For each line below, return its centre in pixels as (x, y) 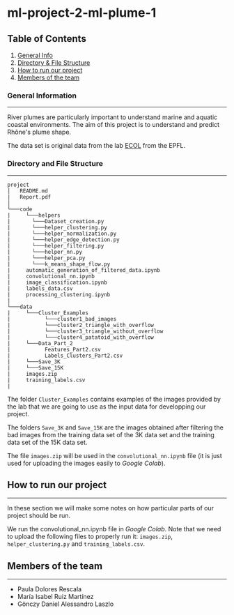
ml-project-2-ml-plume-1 (82, 13)
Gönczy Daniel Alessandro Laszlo (65, 604)
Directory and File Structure (55, 164)
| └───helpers (34, 215)
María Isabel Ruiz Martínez (55, 597)
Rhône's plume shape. (39, 132)
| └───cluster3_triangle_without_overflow (85, 331)
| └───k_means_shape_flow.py (59, 264)
